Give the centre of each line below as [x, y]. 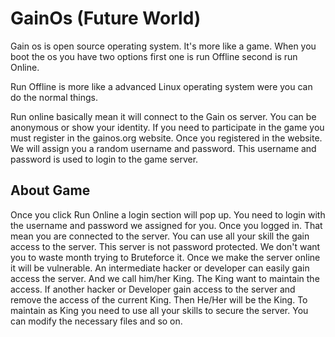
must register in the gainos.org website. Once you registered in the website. [166, 138]
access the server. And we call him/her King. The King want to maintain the [165, 278]
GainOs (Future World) [106, 18]
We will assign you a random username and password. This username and [163, 148]
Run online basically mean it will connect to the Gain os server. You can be [163, 116]
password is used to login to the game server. [104, 159]
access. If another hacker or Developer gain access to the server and [153, 289]
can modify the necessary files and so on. [96, 321]
